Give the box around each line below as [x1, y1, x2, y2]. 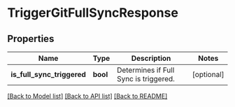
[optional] [192, 70, 225, 79]
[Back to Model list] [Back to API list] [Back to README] [7, 92, 168, 100]
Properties [7, 33, 55, 45]
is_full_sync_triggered [10, 70, 86, 79]
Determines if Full [116, 65, 175, 75]
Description [131, 54, 171, 63]
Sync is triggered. [116, 74, 175, 83]
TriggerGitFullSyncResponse [7, 5, 178, 21]
